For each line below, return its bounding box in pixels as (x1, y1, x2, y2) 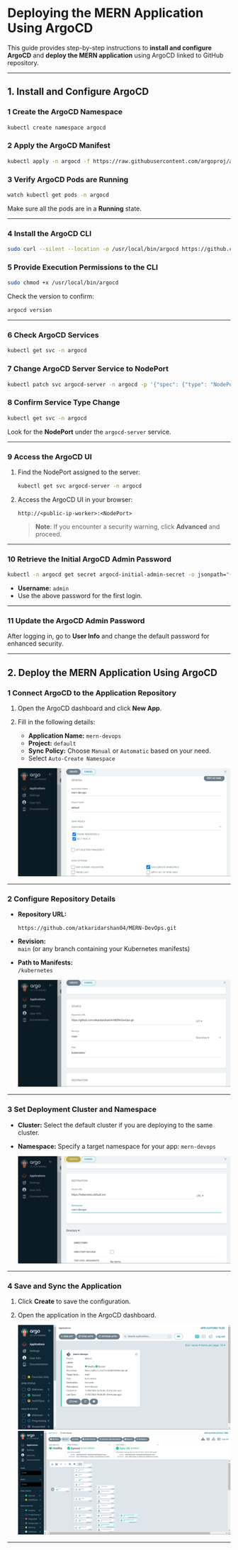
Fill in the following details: (17, 717, 96, 726)
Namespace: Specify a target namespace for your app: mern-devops (17, 1142, 216, 1150)
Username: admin (17, 583, 69, 593)
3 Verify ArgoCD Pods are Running (7, 174, 129, 184)
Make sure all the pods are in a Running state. (7, 204, 142, 213)
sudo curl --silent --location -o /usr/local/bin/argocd (7, 246, 179, 253)
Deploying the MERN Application (7, 5, 204, 21)
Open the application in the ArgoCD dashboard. (17, 1311, 157, 1320)
